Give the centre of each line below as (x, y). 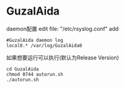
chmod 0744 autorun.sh (35, 74)
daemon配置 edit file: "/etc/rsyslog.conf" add (62, 29)
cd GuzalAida (23, 69)
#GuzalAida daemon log (35, 40)
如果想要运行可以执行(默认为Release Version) (63, 57)
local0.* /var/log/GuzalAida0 (44, 46)
